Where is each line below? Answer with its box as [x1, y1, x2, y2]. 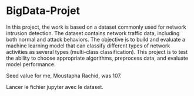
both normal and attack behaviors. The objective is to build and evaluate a [6, 36, 185, 43]
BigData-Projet [6, 4, 81, 18]
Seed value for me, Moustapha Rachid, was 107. [6, 72, 122, 79]
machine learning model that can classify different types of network [6, 42, 170, 49]
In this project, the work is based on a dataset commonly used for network [6, 23, 186, 30]
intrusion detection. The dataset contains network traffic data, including [6, 29, 180, 36]
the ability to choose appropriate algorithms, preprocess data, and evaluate [6, 54, 189, 61]
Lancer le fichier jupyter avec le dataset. [6, 83, 104, 90]
